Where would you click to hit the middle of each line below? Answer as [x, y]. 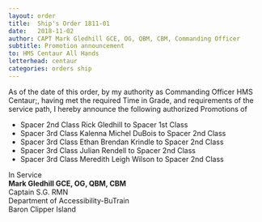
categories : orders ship [50, 69]
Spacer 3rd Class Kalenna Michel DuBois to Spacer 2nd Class [123, 133]
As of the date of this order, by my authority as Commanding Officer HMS [131, 92]
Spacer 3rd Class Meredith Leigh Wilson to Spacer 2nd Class [122, 159]
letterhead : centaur [43, 62]
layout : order [32, 16]
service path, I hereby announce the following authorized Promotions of [128, 109]
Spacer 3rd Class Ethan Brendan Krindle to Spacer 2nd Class [122, 142]
